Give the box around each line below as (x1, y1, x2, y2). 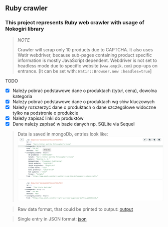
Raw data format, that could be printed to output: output (17, 206, 133, 212)
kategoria (12, 93, 33, 99)
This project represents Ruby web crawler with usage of (5, 19, 144, 26)
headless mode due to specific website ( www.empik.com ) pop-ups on (17, 62, 158, 68)
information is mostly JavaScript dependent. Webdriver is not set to (17, 57, 157, 63)
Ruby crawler (5, 4, 48, 13)
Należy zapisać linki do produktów (12, 115, 84, 121)
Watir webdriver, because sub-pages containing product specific (17, 52, 152, 58)
